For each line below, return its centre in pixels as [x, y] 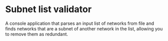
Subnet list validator [49, 9]
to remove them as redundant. [37, 34]
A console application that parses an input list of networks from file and [80, 23]
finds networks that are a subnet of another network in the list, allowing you [84, 28]
